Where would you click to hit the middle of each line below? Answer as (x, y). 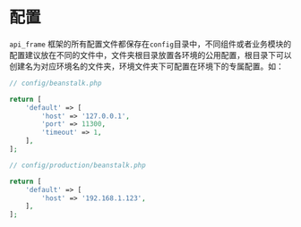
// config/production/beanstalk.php (77, 165)
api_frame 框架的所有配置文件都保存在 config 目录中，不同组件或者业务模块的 (150, 44)
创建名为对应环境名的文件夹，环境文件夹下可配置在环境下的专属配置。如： (146, 66)
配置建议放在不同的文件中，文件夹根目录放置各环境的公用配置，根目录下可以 (150, 55)
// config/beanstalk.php (56, 83)
